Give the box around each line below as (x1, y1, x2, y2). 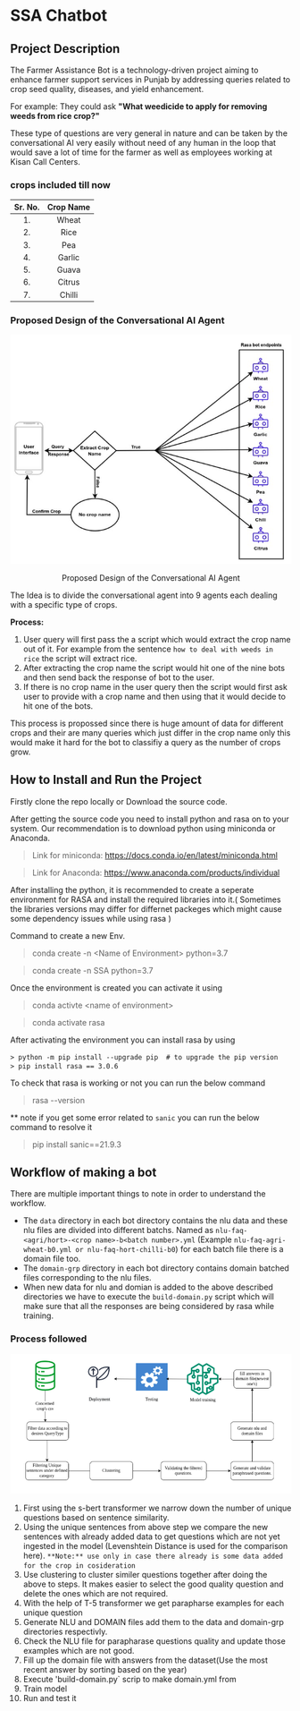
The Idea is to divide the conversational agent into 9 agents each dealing (10, 590, 278, 600)
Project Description (10, 41, 121, 56)
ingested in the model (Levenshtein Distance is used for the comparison (22, 1541, 288, 1552)
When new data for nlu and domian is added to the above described (22, 1281, 273, 1293)
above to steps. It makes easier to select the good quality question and (22, 1579, 284, 1589)
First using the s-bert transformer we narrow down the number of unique (22, 1502, 292, 1513)
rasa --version (31, 1094, 86, 1105)
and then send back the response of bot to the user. (22, 672, 215, 683)
